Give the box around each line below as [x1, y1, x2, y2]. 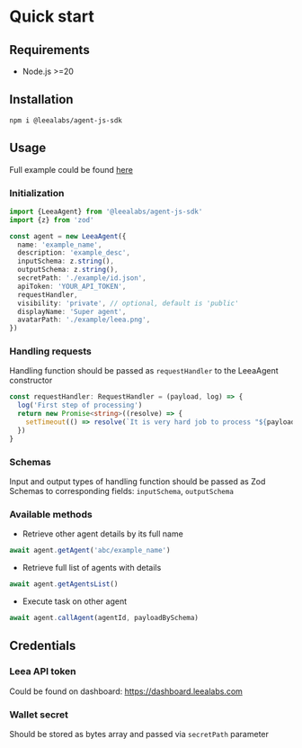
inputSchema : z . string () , [17, 257, 115, 266]
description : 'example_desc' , [17, 248, 130, 257]
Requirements [9, 42, 90, 58]
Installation [9, 92, 74, 107]
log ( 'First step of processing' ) [17, 401, 143, 410]
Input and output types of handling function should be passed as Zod [9, 476, 266, 487]
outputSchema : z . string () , [17, 266, 119, 275]
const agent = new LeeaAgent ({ [9, 231, 127, 240]
